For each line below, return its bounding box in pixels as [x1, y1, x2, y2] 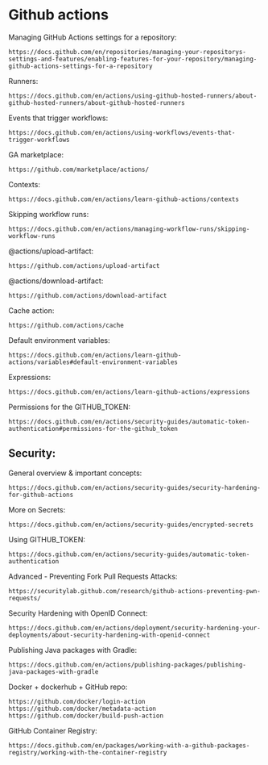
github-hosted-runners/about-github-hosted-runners [8, 98, 185, 107]
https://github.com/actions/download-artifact [8, 291, 167, 299]
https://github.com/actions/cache [8, 321, 125, 329]
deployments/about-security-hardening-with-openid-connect [8, 631, 211, 639]
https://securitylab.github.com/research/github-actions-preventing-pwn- [8, 587, 262, 595]
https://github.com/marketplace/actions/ [8, 165, 150, 173]
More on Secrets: [8, 504, 66, 514]
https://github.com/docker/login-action [8, 697, 146, 705]
